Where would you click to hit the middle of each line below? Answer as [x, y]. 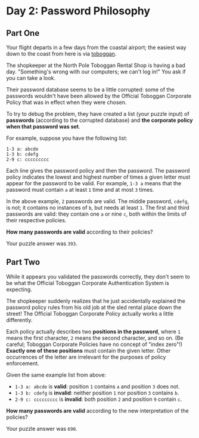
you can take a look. [31, 78]
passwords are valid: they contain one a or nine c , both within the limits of [96, 214]
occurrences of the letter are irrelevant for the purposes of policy [86, 357]
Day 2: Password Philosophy [78, 11]
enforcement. [23, 363]
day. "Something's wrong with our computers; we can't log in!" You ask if [96, 72]
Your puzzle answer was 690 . [42, 428]
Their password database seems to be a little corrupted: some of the [90, 90]
